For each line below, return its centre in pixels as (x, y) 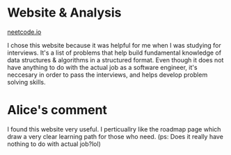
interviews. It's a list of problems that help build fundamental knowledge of (114, 53)
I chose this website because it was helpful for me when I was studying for (114, 45)
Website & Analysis (64, 13)
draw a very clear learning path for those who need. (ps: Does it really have (115, 136)
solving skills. (26, 82)
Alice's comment (57, 110)
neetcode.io (24, 32)
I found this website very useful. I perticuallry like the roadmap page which (114, 129)
